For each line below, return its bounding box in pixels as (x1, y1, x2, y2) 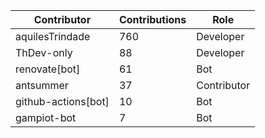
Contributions (118, 13, 187, 26)
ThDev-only (15, 46, 73, 59)
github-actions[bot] (15, 95, 110, 108)
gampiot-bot (15, 111, 77, 124)
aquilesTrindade (15, 30, 91, 43)
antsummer (15, 79, 69, 92)
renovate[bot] (15, 62, 81, 76)
